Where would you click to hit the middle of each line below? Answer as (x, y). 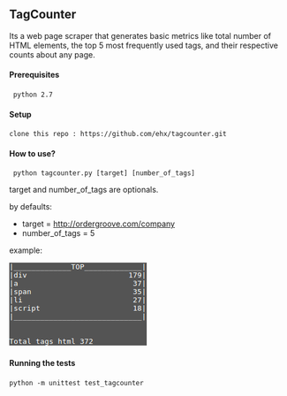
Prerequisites (34, 75)
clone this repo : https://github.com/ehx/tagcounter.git (118, 134)
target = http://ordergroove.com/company (98, 224)
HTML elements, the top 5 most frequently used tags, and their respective (143, 45)
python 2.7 (33, 95)
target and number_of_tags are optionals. (84, 190)
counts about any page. (52, 54)
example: (26, 250)
